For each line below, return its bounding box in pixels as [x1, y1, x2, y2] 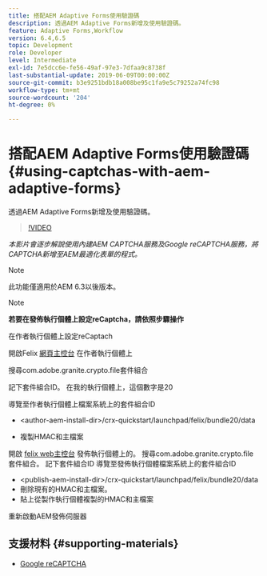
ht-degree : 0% [8, 101, 56, 109]
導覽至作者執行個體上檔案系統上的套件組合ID [8, 399, 156, 409]
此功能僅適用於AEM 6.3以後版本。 [8, 282, 121, 292]
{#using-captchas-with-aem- [8, 162, 210, 181]
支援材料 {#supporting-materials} [8, 537, 179, 550]
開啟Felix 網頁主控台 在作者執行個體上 [8, 349, 133, 358]
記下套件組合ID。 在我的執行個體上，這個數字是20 [8, 382, 173, 392]
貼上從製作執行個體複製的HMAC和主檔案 [19, 494, 154, 504]
